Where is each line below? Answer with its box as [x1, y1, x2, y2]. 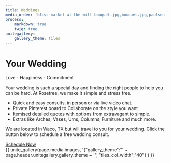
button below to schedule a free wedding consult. [5, 131, 109, 138]
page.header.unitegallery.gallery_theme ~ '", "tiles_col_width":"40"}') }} [5, 152, 155, 158]
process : [5, 17, 24, 22]
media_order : [5, 12, 33, 17]
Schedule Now [5, 141, 36, 147]
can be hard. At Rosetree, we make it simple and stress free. [5, 90, 132, 96]
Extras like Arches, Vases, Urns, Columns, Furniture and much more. [12, 116, 156, 122]
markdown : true [14, 21, 47, 27]
